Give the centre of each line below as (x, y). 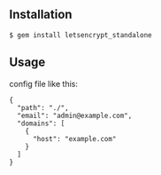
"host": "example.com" (74, 139)
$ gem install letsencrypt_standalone (80, 35)
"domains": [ (41, 123)
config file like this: (43, 84)
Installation (41, 15)
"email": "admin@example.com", (75, 115)
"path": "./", (43, 107)
